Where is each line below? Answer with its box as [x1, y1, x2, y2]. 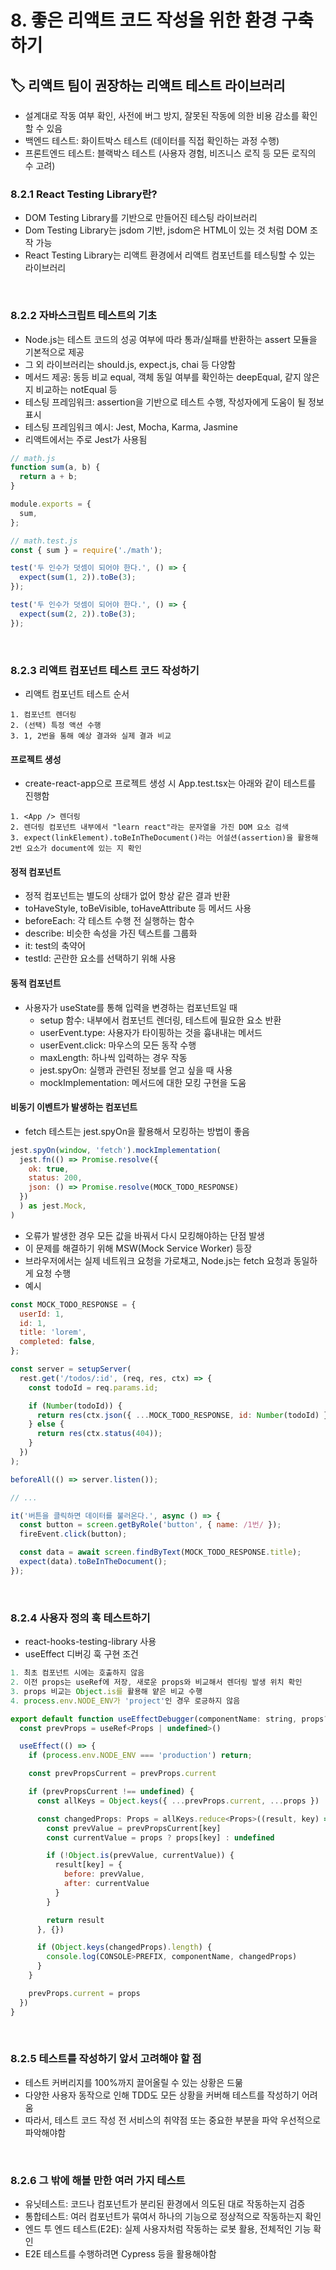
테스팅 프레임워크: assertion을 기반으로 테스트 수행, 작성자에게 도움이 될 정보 [24, 396, 325, 408]
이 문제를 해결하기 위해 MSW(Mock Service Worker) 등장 [24, 1242, 253, 1254]
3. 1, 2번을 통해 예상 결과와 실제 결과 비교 [10, 731, 172, 741]
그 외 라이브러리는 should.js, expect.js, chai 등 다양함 [24, 358, 237, 370]
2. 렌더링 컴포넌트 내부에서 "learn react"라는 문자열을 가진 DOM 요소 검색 [10, 822, 289, 833]
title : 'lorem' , [19, 1327, 87, 1338]
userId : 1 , [19, 1309, 65, 1319]
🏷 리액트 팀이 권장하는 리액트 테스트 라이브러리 [10, 77, 286, 94]
